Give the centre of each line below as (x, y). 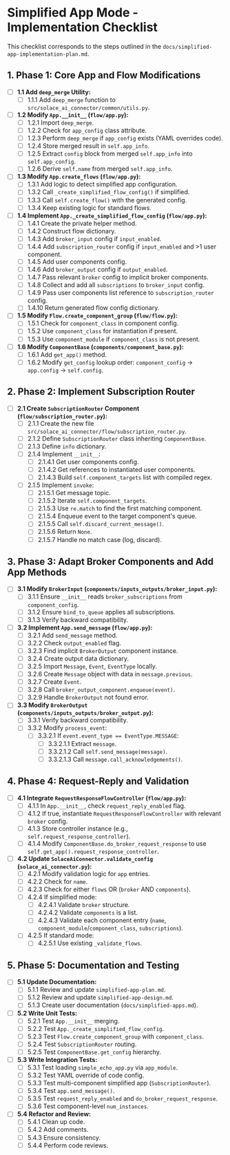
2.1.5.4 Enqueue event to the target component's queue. (117, 516)
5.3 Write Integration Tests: (57, 1059)
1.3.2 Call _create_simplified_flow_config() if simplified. (108, 192)
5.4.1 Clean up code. (56, 1122)
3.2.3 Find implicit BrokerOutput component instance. (103, 651)
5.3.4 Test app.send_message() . (71, 1091)
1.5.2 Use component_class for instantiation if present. (103, 331)
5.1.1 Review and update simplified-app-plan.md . (96, 990)
